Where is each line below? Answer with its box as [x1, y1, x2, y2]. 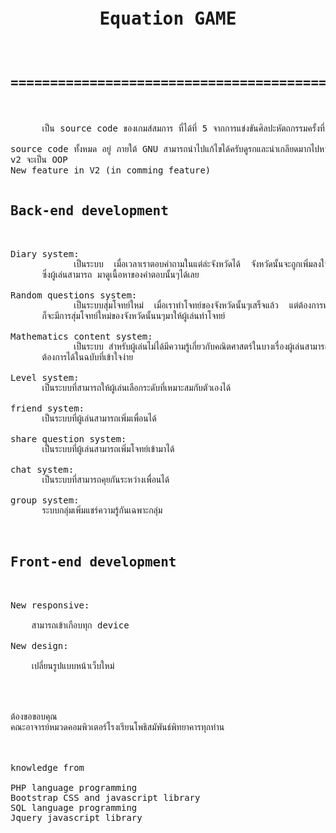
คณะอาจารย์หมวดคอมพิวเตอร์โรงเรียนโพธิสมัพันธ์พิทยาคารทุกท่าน [10, 722, 225, 733]
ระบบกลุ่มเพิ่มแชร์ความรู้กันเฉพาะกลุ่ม [41, 505, 163, 516]
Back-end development [10, 202, 169, 219]
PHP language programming [10, 782, 138, 794]
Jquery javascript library [10, 812, 143, 824]
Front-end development [10, 554, 177, 570]
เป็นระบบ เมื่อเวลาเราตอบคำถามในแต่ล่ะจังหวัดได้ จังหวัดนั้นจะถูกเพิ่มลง [73, 259, 322, 270]
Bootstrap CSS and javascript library [10, 792, 201, 804]
